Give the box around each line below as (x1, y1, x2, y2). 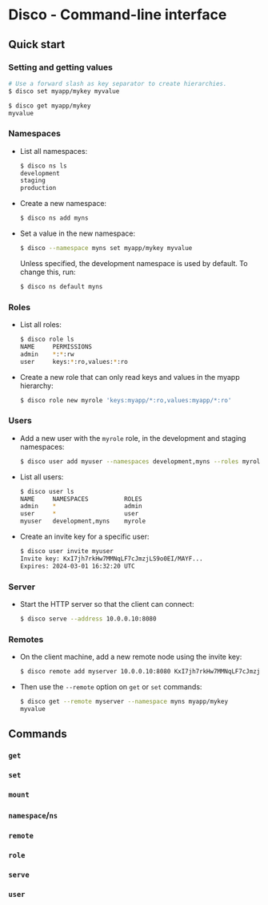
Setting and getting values (8, 62, 114, 73)
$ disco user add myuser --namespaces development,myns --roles (19, 457, 239, 466)
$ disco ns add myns (19, 214, 89, 222)
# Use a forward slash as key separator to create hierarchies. (8, 79, 227, 87)
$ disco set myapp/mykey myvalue (8, 87, 120, 95)
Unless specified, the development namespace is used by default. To (19, 258, 248, 268)
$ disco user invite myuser (19, 547, 114, 556)
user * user (19, 510, 139, 518)
